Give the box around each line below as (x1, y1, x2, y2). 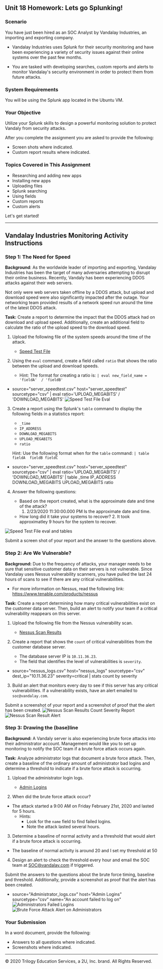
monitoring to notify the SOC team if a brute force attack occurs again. (5, 745, 146, 751)
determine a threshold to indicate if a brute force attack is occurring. (5, 765, 142, 771)
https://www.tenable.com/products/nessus (12, 591, 98, 597)
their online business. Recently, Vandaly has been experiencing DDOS (5, 275, 145, 281)
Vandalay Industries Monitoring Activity (5, 231, 129, 240)
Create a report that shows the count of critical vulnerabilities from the (12, 639, 153, 645)
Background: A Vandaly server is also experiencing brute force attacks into (5, 735, 156, 741)
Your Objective (5, 109, 41, 116)
